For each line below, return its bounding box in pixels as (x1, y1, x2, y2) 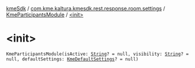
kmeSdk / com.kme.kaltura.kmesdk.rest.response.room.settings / (6, 5, 165, 12)
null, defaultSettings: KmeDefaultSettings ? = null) (6, 56, 139, 62)
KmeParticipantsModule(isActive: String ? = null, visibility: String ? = (6, 51, 189, 57)
